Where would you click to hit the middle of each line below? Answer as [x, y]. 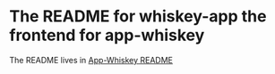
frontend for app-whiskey [107, 35]
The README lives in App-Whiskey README [91, 60]
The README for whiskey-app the [138, 16]
